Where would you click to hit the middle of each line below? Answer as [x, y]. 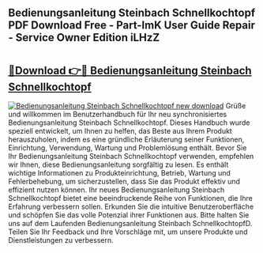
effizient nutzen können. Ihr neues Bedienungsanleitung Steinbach [116, 190]
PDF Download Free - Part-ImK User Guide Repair [131, 26]
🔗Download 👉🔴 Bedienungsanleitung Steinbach [130, 70]
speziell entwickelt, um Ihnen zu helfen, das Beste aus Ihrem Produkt [120, 131]
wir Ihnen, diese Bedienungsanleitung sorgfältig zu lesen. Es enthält [118, 164]
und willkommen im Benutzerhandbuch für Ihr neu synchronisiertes [118, 114]
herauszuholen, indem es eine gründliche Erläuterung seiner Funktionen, [126, 139]
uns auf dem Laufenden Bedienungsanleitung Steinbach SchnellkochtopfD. [130, 223]
